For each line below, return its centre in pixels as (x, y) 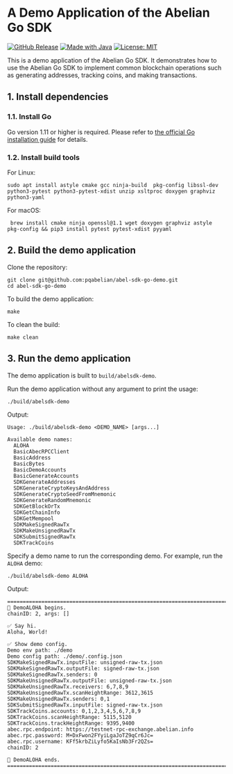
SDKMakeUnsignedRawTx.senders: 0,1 (59, 699)
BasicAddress (32, 458)
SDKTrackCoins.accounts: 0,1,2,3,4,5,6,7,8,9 (74, 711)
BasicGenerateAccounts (46, 476)
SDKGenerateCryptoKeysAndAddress (62, 488)
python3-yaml (26, 197)
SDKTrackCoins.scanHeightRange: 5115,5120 (69, 717)
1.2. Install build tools (43, 157)
